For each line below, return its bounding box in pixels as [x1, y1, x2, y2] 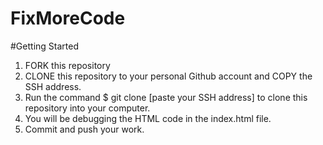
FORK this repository [24, 59, 111, 71]
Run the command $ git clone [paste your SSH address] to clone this [24, 91, 308, 103]
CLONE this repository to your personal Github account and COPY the [24, 70, 313, 82]
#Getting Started [10, 40, 79, 52]
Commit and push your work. [24, 123, 145, 135]
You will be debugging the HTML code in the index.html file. [24, 112, 272, 124]
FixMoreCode [10, 7, 126, 30]
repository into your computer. [24, 102, 151, 114]
